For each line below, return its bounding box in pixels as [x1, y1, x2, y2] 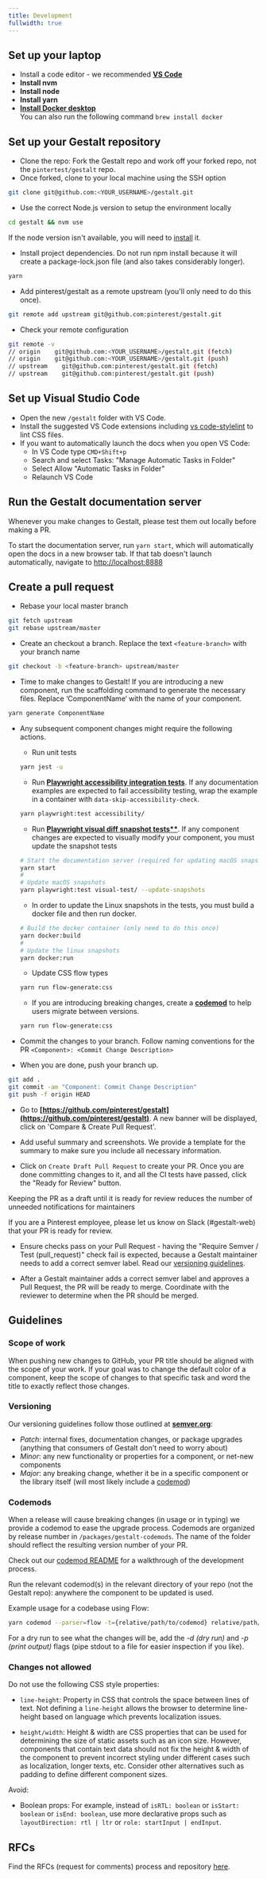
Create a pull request [8, 581, 114, 594]
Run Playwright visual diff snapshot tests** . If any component [31, 824, 240, 833]
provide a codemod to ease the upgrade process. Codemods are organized [8, 1523, 256, 1533]
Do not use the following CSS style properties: [8, 1680, 160, 1689]
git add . [8, 1076, 41, 1084]
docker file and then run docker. [31, 909, 137, 918]
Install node [19, 87, 60, 96]
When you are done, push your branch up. [19, 1060, 159, 1070]
